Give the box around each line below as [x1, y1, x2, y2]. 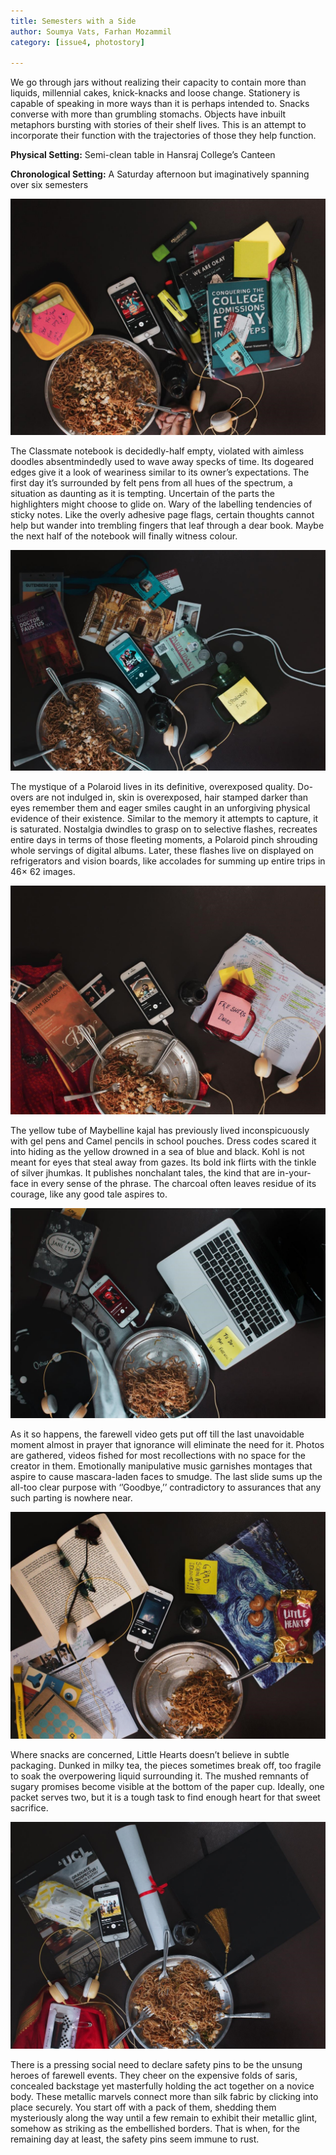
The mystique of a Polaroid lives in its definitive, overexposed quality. [10, 781, 296, 793]
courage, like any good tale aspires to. [10, 1188, 168, 1200]
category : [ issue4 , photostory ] [10, 37, 145, 47]
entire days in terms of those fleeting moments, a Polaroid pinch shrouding [10, 834, 318, 846]
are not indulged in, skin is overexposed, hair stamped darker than [35, 791, 309, 804]
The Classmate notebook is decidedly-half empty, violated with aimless [10, 445, 305, 457]
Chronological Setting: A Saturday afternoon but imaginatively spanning [10, 168, 310, 180]
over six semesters [10, 179, 89, 191]
